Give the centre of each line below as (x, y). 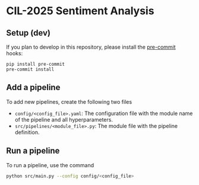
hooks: (15, 53)
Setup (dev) (28, 33)
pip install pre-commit (36, 64)
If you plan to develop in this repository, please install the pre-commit (91, 47)
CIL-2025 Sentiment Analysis (80, 11)
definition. (27, 132)
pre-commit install (30, 69)
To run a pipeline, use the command (50, 165)
